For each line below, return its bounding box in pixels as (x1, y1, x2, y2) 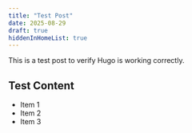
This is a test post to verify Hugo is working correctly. (8, 56, 185, 65)
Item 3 (19, 117, 42, 127)
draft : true (8, 26, 48, 34)
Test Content (8, 79, 74, 92)
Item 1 (19, 100, 40, 110)
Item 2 (19, 108, 42, 118)
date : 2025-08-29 (8, 19, 66, 27)
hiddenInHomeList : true (8, 33, 88, 42)
